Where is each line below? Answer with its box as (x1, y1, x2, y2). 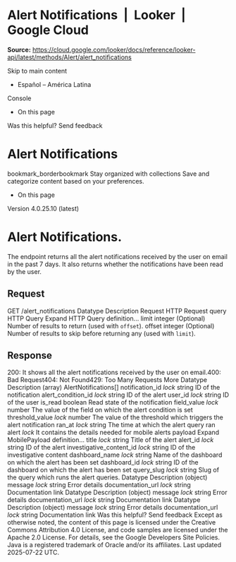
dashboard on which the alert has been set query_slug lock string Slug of (7, 466, 220, 474)
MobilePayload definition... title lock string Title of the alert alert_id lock (7, 436, 214, 444)
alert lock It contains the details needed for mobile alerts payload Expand (7, 428, 220, 437)
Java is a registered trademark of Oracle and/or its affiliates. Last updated (7, 541, 222, 549)
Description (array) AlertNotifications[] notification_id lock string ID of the (7, 383, 221, 392)
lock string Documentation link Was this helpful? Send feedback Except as (7, 510, 223, 519)
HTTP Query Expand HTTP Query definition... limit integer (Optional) (7, 314, 206, 323)
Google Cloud (7, 22, 89, 38)
